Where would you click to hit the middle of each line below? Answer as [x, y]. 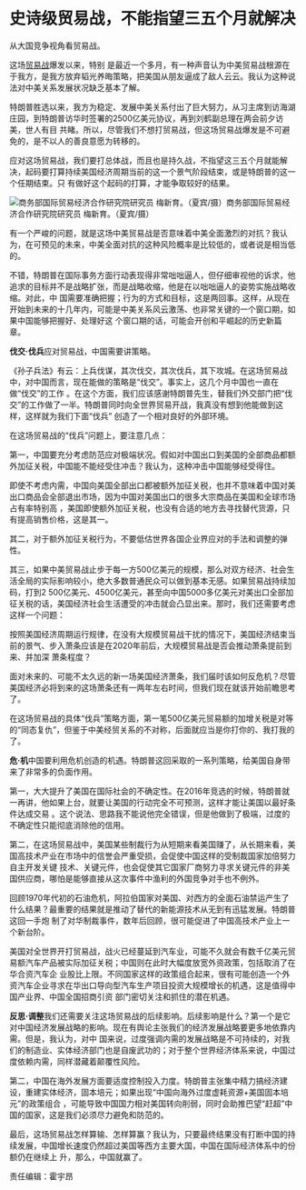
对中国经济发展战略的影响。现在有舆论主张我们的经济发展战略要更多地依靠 [148, 1027]
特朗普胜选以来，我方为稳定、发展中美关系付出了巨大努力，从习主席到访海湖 [153, 106]
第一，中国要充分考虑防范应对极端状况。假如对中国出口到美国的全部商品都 [148, 455]
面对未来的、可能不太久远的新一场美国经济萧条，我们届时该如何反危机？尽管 [153, 676]
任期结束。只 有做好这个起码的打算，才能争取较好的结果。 [125, 183]
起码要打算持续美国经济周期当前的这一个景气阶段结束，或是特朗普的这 [156, 171]
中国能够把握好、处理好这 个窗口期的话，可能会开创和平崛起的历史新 [145, 320]
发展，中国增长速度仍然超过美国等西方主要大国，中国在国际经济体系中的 [152, 1145]
